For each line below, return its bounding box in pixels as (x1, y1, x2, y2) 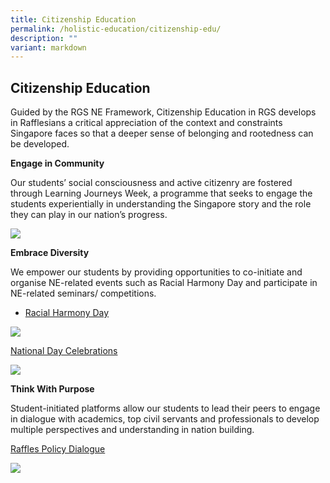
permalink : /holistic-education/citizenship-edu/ (10, 24, 222, 34)
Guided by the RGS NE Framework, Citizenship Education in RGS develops (10, 106, 317, 118)
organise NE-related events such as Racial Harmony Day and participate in (10, 277, 318, 289)
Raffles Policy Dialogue (10, 443, 106, 455)
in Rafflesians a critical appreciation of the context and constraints (10, 117, 283, 129)
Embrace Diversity (10, 247, 90, 259)
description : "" (10, 33, 78, 43)
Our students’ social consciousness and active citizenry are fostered (10, 177, 293, 189)
